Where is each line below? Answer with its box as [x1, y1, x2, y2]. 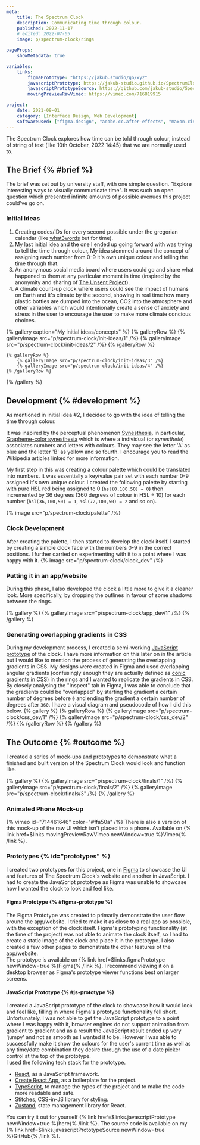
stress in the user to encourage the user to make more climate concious [14, 310, 192, 318]
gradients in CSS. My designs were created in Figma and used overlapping [6, 663, 189, 670]
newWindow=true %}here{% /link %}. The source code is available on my [6, 1120, 187, 1127]
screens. [6, 975, 28, 982]
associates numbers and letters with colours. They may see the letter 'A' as [6, 442, 190, 449]
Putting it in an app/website [6, 571, 87, 580]
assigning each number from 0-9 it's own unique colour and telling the [14, 253, 188, 260]
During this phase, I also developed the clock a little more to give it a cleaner [6, 585, 193, 593]
